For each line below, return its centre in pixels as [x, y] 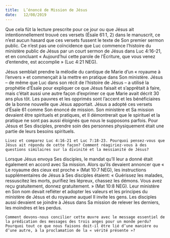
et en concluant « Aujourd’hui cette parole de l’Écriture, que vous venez [80, 56]
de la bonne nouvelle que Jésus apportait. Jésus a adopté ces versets [79, 104]
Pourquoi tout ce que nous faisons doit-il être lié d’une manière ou [82, 226]
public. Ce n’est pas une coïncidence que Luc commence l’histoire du [78, 45]
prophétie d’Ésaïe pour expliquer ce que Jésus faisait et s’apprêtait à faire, [83, 88]
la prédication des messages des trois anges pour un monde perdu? [78, 221]
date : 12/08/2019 [26, 15]
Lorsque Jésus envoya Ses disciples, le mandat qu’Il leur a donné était [79, 159]
